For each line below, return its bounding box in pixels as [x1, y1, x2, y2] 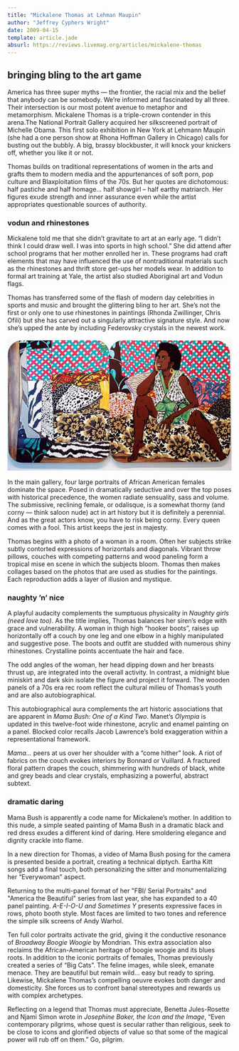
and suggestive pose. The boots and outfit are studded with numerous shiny [7, 639, 231, 648]
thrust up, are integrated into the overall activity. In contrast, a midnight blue [7, 668, 230, 677]
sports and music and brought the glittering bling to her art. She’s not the [7, 301, 221, 309]
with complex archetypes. [7, 991, 83, 1000]
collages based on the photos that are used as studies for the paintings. [7, 568, 218, 576]
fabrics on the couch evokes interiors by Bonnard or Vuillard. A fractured [7, 757, 221, 765]
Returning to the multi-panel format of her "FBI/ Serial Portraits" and [7, 886, 207, 895]
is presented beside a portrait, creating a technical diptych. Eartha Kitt [7, 857, 213, 866]
